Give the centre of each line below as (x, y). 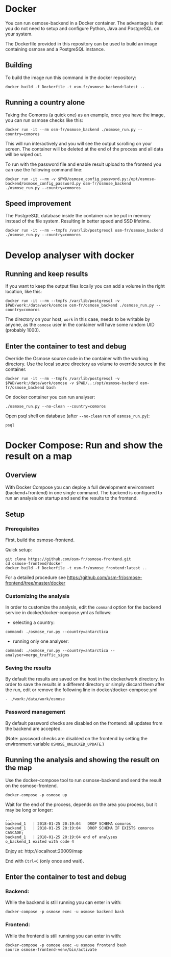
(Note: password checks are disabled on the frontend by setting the (77, 738)
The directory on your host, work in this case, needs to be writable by (78, 319)
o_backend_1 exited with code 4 (40, 841)
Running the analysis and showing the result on (82, 760)
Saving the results (28, 668)
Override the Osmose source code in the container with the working (77, 359)
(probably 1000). (23, 330)
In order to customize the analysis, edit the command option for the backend (83, 607)
